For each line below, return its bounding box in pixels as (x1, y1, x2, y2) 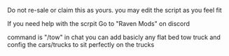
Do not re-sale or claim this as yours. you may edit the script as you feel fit (7, 6, 222, 14)
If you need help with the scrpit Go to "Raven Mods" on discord (7, 20, 190, 27)
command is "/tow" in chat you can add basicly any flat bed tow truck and (7, 33, 221, 41)
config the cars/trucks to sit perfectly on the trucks (7, 41, 155, 48)
